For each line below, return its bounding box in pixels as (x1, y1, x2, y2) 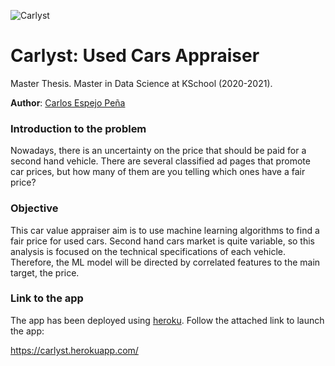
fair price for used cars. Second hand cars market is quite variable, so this (10, 235, 316, 247)
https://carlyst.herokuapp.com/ (10, 344, 139, 356)
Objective (10, 201, 59, 215)
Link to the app (10, 291, 84, 305)
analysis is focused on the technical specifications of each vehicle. (10, 245, 287, 257)
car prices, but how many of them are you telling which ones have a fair (10, 166, 306, 178)
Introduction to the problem (10, 121, 147, 135)
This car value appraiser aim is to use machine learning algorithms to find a (10, 224, 320, 236)
